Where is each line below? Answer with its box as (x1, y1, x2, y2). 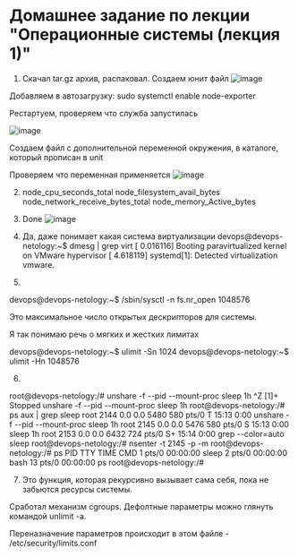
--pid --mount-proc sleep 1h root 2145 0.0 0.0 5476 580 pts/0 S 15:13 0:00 (14, 418, 289, 430)
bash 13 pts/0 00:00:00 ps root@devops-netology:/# (9, 457, 204, 467)
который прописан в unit (9, 151, 104, 162)
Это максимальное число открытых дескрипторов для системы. (9, 311, 258, 322)
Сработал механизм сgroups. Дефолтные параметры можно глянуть (9, 501, 274, 511)
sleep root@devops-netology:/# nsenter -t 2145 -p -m (9, 438, 209, 449)
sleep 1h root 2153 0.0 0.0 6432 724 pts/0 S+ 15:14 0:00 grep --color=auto (9, 428, 285, 439)
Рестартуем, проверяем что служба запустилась (9, 107, 199, 118)
